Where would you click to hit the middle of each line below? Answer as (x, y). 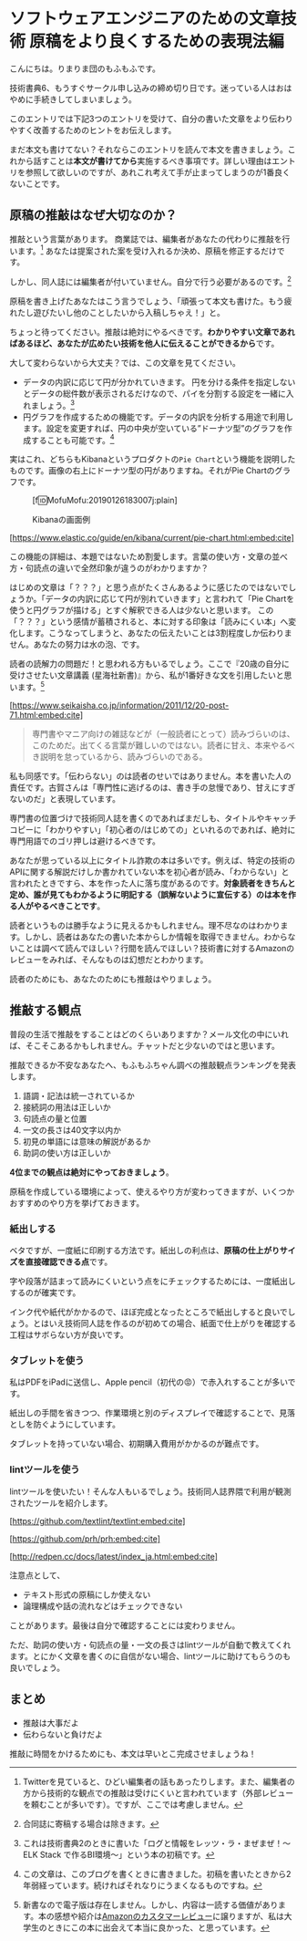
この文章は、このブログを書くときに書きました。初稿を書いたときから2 (157, 1874)
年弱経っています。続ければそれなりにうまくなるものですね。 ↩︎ (142, 1885)
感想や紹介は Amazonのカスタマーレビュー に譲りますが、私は (169, 1915)
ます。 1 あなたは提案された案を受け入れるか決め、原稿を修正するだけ (147, 250)
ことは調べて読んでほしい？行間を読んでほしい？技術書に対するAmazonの (156, 949)
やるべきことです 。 (69, 906)
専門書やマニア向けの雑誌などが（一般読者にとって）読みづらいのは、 (163, 734)
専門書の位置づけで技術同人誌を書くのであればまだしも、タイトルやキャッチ (153, 818)
